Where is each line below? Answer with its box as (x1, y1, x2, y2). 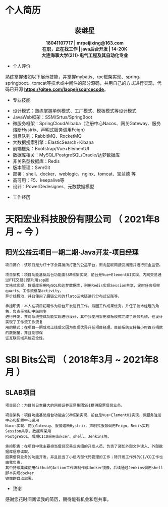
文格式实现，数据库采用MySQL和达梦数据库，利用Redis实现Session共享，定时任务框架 (5, 283, 160, 288)
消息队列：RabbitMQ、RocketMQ (12, 133, 82, 139)
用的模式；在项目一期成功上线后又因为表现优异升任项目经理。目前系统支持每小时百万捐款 (5, 325, 163, 330)
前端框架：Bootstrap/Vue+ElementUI (12, 146, 89, 151)
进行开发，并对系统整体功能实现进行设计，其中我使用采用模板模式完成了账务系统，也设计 (5, 314, 163, 319)
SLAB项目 (5, 388, 36, 397)
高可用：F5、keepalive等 (12, 177, 65, 183)
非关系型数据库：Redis (12, 158, 60, 164)
